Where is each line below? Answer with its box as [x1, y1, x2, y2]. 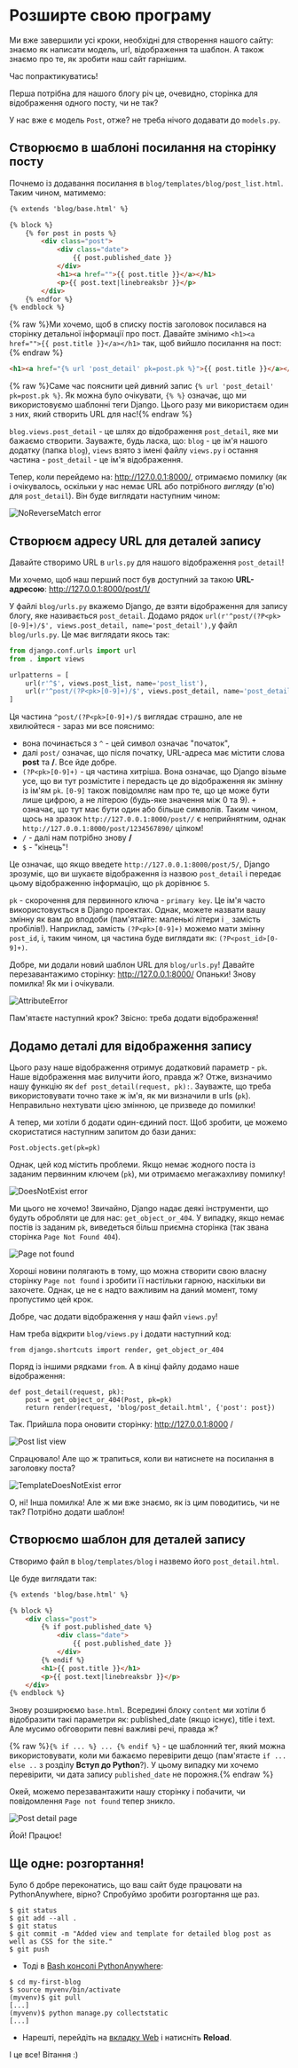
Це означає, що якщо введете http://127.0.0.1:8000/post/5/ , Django [9, 859, 271, 870]
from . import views [9, 654, 86, 663]
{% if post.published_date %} [41, 1622, 153, 1632]
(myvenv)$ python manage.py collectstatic [9, 2009, 169, 2018]
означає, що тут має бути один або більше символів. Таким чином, [21, 804, 278, 815]
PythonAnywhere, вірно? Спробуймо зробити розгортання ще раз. [9, 1889, 260, 1900]
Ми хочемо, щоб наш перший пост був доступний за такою [9, 574, 234, 584]
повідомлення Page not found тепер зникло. [9, 1795, 176, 1807]
